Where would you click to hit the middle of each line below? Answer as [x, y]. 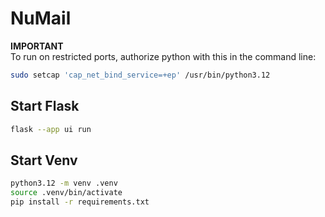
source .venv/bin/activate [66, 193]
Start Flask [45, 106]
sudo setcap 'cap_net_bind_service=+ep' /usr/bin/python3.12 [140, 75]
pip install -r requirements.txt [80, 202]
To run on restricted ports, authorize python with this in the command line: [163, 56]
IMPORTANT [37, 46]
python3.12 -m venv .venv [64, 183]
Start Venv [44, 160]
